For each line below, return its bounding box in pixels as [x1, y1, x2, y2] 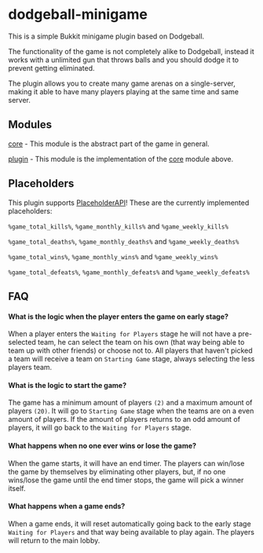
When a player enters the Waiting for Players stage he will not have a [8, 329, 237, 339]
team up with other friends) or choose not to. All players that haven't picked [8, 346, 253, 355]
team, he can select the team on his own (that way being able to [38, 338, 245, 347]
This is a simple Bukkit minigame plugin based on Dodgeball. [8, 31, 205, 41]
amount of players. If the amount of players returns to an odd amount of [8, 415, 241, 424]
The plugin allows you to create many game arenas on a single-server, [8, 79, 236, 88]
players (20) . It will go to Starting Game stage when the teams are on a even [8, 406, 254, 416]
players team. [8, 363, 53, 372]
